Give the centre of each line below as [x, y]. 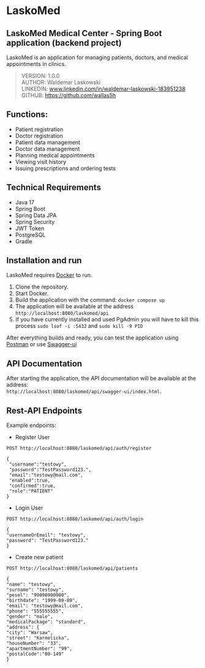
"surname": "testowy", [35, 590]
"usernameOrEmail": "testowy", [46, 535]
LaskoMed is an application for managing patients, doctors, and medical [97, 58]
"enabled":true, [30, 481]
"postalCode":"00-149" [35, 654]
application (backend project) [64, 43]
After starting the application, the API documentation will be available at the [101, 378]
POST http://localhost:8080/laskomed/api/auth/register [79, 448]
